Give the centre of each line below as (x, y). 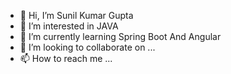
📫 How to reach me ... (66, 58)
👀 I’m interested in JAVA (69, 26)
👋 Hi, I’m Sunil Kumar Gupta (76, 15)
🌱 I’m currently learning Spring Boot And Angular (120, 36)
